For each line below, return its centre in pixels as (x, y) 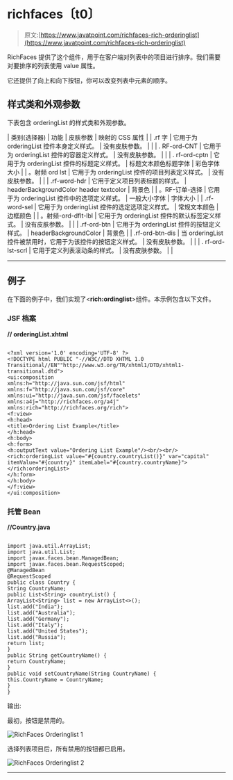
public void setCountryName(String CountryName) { (82, 674)
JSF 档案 (22, 318)
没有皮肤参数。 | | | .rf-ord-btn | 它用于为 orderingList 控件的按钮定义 (123, 224)
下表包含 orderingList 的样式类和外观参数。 (69, 122)
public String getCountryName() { (57, 656)
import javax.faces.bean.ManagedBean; (63, 558)
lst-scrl (17, 250)
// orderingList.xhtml (38, 334)
